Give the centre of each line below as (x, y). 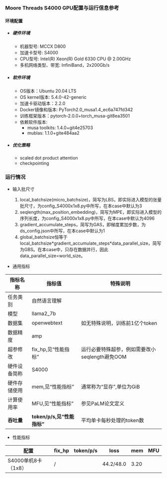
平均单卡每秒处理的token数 (113, 420)
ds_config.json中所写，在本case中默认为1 (62, 231)
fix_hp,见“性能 (48, 349)
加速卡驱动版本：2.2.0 (42, 104)
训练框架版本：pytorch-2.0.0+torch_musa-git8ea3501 (75, 116)
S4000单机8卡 (25, 461)
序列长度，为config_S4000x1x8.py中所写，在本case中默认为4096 (87, 218)
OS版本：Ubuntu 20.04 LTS (48, 91)
